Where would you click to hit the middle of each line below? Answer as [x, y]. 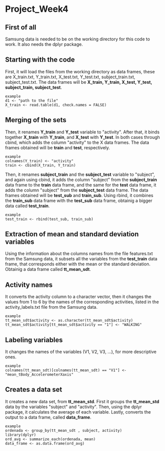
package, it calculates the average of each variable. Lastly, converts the [78, 412]
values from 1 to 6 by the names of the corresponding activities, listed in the [82, 302]
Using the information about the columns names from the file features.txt [79, 254]
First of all [21, 27]
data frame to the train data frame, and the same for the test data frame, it [81, 185]
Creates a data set [34, 390]
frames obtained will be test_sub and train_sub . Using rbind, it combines [79, 195]
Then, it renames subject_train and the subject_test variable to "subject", [80, 174]
